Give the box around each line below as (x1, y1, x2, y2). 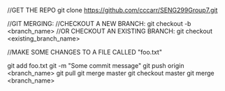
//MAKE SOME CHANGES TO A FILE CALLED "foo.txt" (7, 48, 163, 56)
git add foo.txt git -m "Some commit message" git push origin (7, 62, 184, 69)
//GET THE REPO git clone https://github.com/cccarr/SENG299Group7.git (7, 6, 218, 14)
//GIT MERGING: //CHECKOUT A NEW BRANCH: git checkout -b (7, 20, 191, 27)
